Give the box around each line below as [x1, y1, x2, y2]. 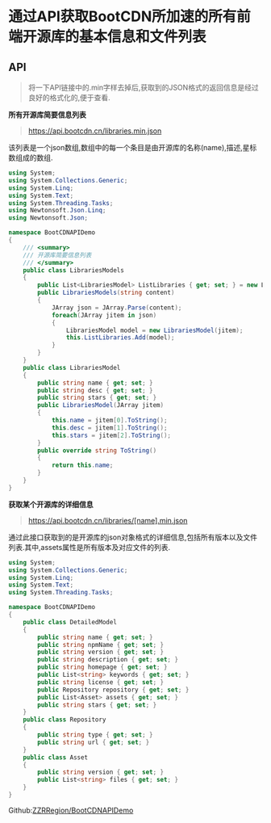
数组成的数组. [8, 153, 54, 162]
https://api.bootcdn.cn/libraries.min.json [27, 126, 162, 136]
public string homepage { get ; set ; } [37, 663, 168, 671]
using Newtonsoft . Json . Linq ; [8, 207, 106, 215]
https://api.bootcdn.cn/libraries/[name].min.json [27, 515, 188, 525]
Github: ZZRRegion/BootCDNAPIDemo [8, 805, 134, 815]
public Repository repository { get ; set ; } [37, 686, 190, 694]
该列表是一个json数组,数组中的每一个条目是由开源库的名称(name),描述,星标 [8, 143, 257, 152]
